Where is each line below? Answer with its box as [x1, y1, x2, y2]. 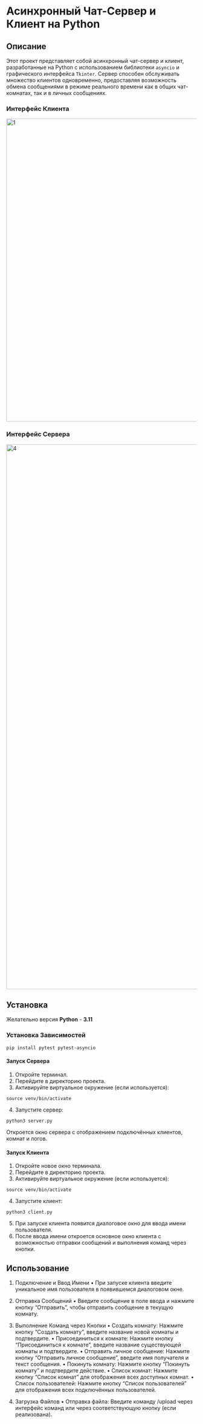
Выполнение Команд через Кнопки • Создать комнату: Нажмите [14, 1322, 184, 1329]
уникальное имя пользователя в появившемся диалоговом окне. [14, 1285, 184, 1293]
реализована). [14, 1411, 53, 1418]
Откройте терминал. [14, 1070, 68, 1078]
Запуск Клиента [6, 1149, 50, 1156]
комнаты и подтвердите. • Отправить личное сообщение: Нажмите [14, 1347, 190, 1354]
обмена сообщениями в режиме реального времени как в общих [6, 83, 176, 90]
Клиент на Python [6, 17, 100, 31]
